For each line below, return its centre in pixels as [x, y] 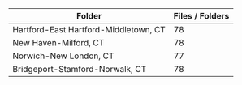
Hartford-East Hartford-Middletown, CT [89, 30]
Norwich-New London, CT [63, 56]
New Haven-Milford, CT [58, 42]
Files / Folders [201, 16]
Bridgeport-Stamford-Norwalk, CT [80, 69]
